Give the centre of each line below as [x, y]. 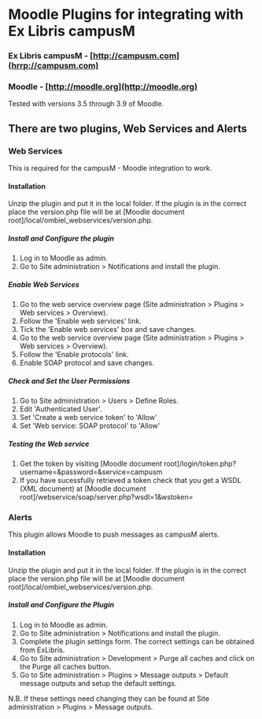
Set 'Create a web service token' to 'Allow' [88, 418]
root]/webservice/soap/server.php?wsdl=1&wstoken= [107, 497]
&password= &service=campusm [109, 472]
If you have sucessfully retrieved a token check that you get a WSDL [130, 481]
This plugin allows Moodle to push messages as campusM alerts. [114, 535]
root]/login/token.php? [200, 464]
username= [38, 472]
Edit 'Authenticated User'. [61, 409]
